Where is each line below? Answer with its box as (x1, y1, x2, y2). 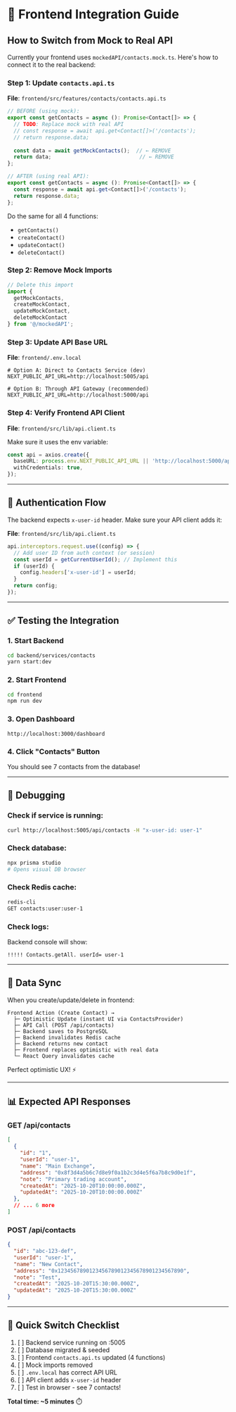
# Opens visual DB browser (7, 866, 86, 873)
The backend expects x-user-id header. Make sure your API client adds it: (7, 516, 223, 524)
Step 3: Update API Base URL (7, 337, 108, 347)
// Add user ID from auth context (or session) (13, 549, 156, 556)
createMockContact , (13, 301, 71, 308)
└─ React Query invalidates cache (13, 1052, 114, 1059)
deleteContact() (17, 249, 65, 256)
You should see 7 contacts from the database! (7, 762, 140, 770)
